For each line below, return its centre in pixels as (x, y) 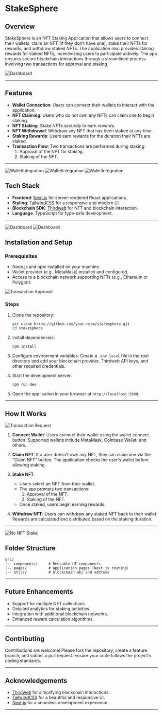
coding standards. (23, 661)
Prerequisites (21, 256)
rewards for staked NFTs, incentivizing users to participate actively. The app (81, 54)
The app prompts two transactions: (54, 489)
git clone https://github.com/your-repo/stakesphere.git (71, 324)
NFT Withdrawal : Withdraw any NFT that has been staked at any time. (82, 131)
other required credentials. (39, 366)
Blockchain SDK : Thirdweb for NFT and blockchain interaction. (75, 208)
